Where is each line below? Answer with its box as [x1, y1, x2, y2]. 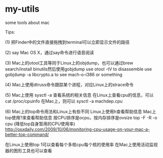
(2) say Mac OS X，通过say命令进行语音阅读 [5, 49, 94, 55]
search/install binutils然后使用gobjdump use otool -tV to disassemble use [5, 66, 152, 72]
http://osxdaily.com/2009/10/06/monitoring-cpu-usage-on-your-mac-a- [5, 126, 150, 132]
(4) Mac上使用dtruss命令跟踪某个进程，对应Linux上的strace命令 [5, 82, 134, 88]
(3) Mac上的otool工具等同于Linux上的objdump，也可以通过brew [5, 60, 133, 66]
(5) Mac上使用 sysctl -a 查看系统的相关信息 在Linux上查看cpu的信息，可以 [5, 92, 154, 98]
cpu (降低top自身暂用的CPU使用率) [5, 121, 75, 127]
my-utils [5, 3, 40, 15]
